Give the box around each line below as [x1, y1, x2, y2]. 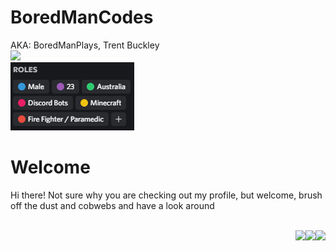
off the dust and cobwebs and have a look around [10, 199, 215, 211]
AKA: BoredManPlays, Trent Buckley [10, 39, 160, 51]
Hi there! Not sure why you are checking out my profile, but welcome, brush [10, 189, 323, 201]
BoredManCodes [10, 6, 154, 29]
